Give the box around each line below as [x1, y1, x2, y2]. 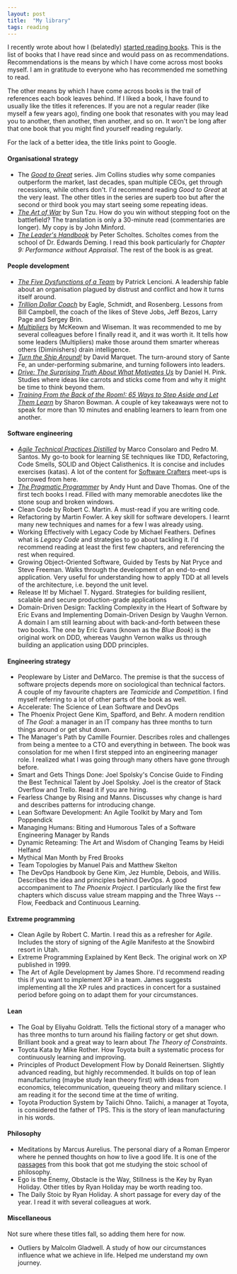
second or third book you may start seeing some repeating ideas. [17, 200, 209, 209]
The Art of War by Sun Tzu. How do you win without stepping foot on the [17, 208, 231, 216]
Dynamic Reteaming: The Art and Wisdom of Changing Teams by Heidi [17, 838, 224, 847]
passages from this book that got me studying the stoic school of [17, 1160, 208, 1168]
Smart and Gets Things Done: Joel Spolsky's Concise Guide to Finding [17, 770, 224, 779]
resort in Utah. [17, 945, 60, 954]
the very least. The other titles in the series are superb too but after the [17, 193, 225, 201]
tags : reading [7, 23, 50, 30]
